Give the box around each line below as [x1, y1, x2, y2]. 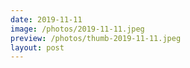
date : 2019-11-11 [10, 14, 83, 25]
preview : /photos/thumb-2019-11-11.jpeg [10, 33, 182, 43]
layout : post [10, 42, 65, 53]
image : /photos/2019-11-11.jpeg [10, 24, 145, 34]
